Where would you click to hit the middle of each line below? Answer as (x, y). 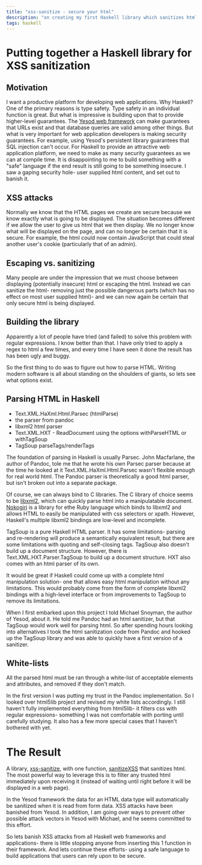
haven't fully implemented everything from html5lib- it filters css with (92, 709)
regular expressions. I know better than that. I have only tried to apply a (94, 343)
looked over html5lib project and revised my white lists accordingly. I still (96, 702)
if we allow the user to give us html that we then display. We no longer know (100, 225)
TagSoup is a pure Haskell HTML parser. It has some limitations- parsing (96, 531)
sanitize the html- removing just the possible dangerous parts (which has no (100, 290)
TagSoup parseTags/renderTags (55, 445)
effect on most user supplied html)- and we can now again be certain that (97, 297)
